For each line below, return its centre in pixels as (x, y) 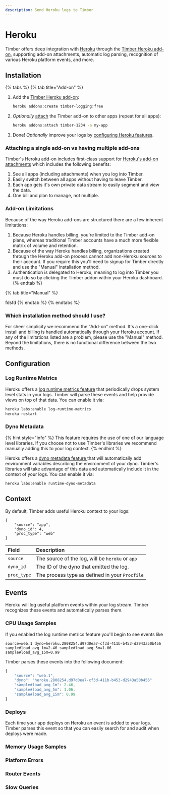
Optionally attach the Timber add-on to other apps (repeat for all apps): (87, 116)
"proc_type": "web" (35, 533)
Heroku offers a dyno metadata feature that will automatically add (73, 458)
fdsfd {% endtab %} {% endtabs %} (43, 302)
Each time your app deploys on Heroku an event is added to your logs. (78, 723)
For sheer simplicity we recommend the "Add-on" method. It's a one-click (82, 327)
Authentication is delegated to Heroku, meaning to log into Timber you (86, 272)
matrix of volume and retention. (45, 246)
